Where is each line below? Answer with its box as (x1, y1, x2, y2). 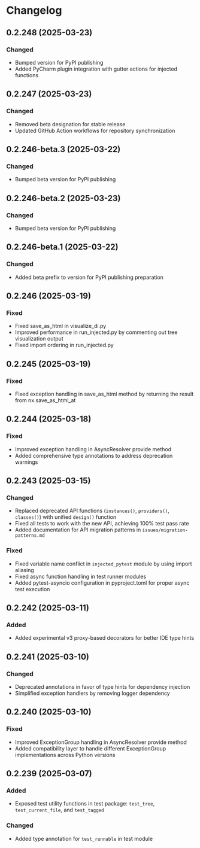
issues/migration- (142, 527, 189, 533)
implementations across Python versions (14, 751, 116, 758)
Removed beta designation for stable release (14, 120, 126, 127)
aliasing (14, 566, 34, 573)
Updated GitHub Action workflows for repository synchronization (14, 127, 175, 134)
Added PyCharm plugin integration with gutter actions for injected (14, 65, 178, 72)
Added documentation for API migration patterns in (14, 526, 141, 533)
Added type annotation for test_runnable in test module (14, 835, 153, 842)
